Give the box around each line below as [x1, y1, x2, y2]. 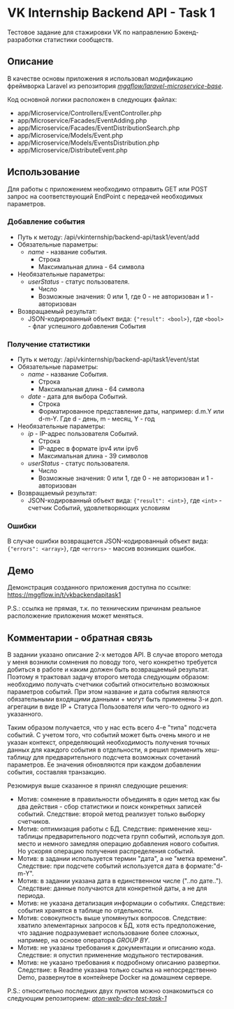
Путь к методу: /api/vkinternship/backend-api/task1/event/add [17, 233, 200, 241]
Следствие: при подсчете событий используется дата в [17, 862, 184, 871]
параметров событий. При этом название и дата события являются [7, 688, 210, 696]
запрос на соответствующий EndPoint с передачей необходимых [7, 192, 203, 201]
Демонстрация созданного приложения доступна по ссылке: [7, 583, 191, 592]
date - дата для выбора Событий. [27, 393, 128, 401]
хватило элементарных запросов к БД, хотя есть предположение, [17, 921, 217, 930]
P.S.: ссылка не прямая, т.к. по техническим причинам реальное [7, 604, 201, 613]
